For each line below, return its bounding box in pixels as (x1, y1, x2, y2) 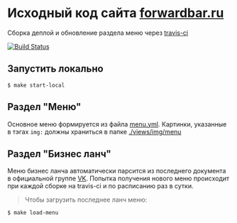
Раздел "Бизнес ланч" (7, 148, 111, 160)
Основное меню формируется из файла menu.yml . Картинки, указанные (7, 119, 227, 129)
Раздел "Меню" (7, 101, 82, 113)
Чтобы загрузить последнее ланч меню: (24, 195, 148, 204)
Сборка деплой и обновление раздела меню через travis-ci (7, 28, 189, 37)
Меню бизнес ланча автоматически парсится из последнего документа (7, 167, 226, 175)
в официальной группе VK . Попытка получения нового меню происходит (7, 174, 230, 183)
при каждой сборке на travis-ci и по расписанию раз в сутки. (7, 182, 194, 190)
